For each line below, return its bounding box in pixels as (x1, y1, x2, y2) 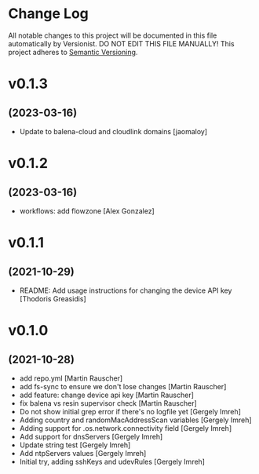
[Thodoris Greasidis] (19, 294, 86, 303)
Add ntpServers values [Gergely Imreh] (19, 448, 147, 458)
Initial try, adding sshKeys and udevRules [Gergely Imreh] (19, 457, 206, 466)
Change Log (8, 5, 89, 23)
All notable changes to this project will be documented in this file (8, 31, 217, 40)
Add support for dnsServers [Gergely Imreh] (19, 432, 163, 441)
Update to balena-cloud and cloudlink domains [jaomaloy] (19, 126, 208, 136)
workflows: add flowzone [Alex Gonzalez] (19, 206, 155, 216)
